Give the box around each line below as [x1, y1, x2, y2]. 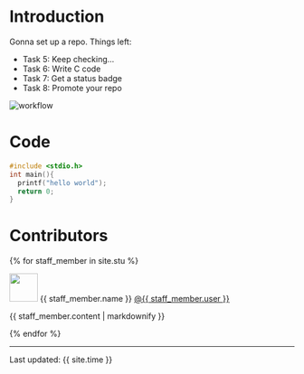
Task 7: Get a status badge [22, 72, 123, 83]
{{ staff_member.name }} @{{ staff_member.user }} [39, 294, 231, 304]
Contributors [9, 226, 109, 246]
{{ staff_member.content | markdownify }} [9, 311, 166, 322]
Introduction [9, 6, 105, 27]
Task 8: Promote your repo [22, 82, 122, 93]
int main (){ [9, 170, 54, 179]
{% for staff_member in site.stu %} [9, 256, 138, 266]
